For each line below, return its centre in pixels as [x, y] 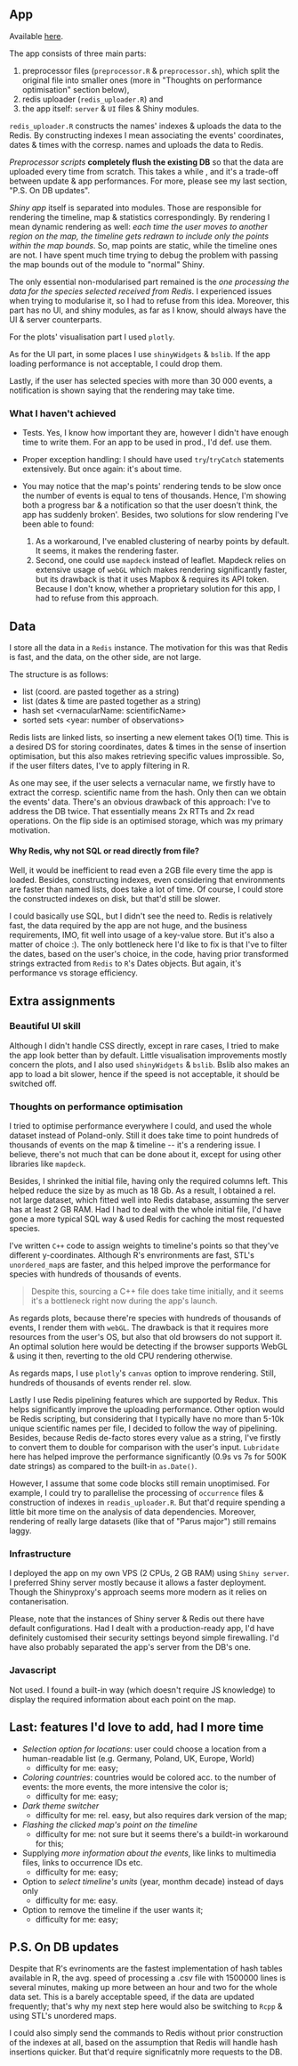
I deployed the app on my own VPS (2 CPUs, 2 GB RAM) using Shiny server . [149, 1573]
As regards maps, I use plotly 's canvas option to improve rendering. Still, [143, 1373]
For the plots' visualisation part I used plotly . [92, 337]
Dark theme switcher [60, 1805]
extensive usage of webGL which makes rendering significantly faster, [161, 570]
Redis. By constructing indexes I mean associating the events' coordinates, [147, 135]
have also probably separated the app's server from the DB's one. [130, 1647]
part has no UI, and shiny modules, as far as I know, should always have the [148, 310]
